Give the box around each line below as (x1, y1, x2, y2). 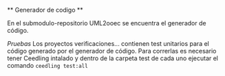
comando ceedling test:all (7, 62, 88, 69)
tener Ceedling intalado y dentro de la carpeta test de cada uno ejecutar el (7, 54, 219, 62)
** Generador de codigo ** (7, 6, 84, 14)
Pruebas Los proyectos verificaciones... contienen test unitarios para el (7, 40, 210, 47)
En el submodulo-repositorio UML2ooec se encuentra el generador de (7, 19, 206, 27)
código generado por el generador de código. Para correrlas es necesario (7, 47, 217, 55)
